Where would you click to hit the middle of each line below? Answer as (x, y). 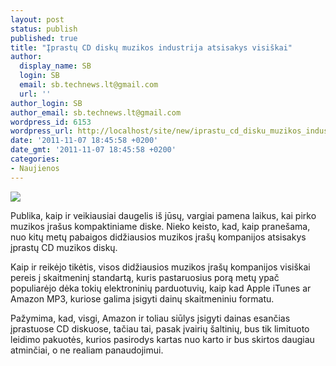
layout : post (37, 19)
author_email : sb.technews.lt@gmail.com (96, 112)
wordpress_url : (42, 131)
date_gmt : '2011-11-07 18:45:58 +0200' (93, 150)
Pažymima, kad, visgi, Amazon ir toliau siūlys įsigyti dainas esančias (150, 318)
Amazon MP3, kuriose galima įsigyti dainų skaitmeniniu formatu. (142, 298)
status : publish (44, 29)
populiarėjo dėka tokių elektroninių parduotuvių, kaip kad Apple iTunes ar (161, 288)
